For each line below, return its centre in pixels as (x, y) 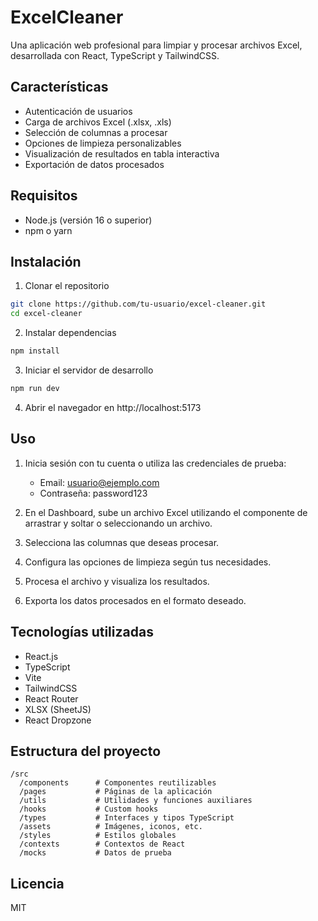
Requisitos (44, 196)
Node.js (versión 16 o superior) (88, 220)
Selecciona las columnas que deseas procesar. (122, 542)
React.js (41, 656)
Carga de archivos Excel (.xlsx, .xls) (98, 122)
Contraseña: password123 (93, 493)
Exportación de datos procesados (94, 164)
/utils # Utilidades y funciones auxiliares (136, 801)
